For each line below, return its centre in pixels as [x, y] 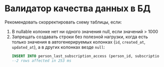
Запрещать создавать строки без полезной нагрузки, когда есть [80, 37]
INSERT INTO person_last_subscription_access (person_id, [72, 56]
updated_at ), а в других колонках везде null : [58, 47]
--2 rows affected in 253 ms [41, 61]
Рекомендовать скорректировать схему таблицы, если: [63, 22]
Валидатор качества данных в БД [78, 9]
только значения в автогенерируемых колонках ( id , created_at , [79, 42]
